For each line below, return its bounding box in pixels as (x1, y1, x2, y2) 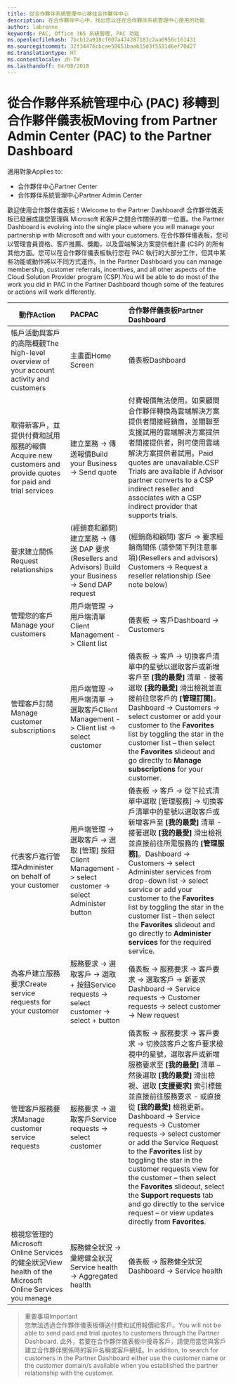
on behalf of (11, 871, 51, 881)
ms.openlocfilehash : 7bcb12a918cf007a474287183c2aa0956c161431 (7, 37, 197, 44)
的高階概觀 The (11, 338, 60, 348)
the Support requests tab (128, 1190, 214, 1200)
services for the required (128, 937, 211, 947)
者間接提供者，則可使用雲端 (128, 437, 220, 447)
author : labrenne (7, 23, 58, 30)
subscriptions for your (128, 764, 204, 774)
